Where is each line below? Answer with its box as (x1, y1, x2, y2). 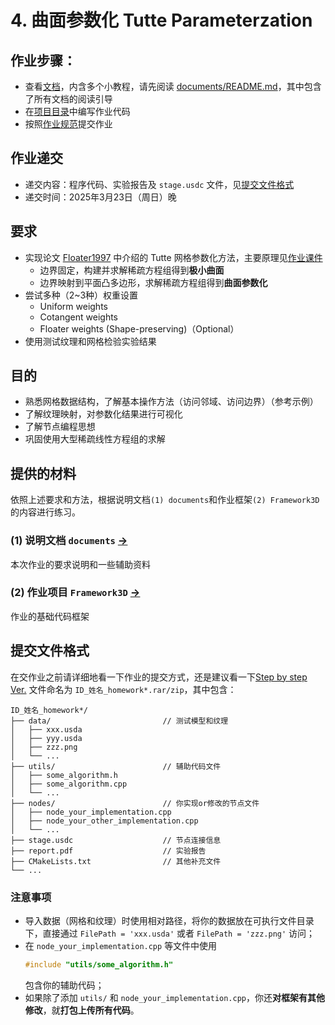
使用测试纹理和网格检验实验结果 (24, 335, 157, 347)
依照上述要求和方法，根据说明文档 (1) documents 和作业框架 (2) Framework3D (10, 494, 320, 506)
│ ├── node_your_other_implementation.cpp (10, 816, 199, 826)
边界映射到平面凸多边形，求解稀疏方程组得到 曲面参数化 (39, 276, 268, 288)
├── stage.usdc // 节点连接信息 (10, 835, 222, 845)
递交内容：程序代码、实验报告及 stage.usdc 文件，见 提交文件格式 (24, 178, 295, 190)
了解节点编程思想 (24, 421, 96, 433)
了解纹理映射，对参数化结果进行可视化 (24, 408, 183, 420)
